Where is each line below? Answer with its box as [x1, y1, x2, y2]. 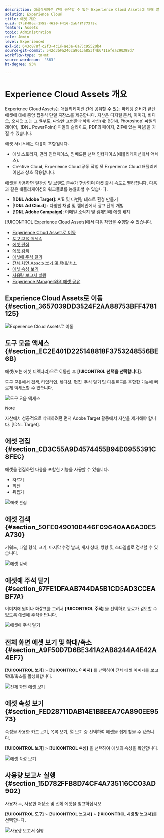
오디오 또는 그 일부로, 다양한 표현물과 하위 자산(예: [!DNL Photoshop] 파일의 [11, 118, 157, 124]
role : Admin [5, 35, 29, 40]
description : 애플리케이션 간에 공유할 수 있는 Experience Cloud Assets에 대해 [5, 7, 154, 12]
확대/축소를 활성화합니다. [5, 673, 53, 679]
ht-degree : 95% [5, 62, 36, 67]
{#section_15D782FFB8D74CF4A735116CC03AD [5, 779, 156, 788]
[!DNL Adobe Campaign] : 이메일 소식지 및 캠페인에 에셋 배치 [12, 209, 130, 215]
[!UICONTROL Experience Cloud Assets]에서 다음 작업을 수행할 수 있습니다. [5, 219, 153, 225]
